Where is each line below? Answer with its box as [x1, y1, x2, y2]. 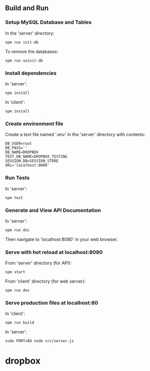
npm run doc [5, 227, 30, 232]
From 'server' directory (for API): [5, 260, 72, 266]
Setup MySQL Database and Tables [5, 19, 92, 26]
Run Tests [5, 174, 30, 181]
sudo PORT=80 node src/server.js [5, 339, 74, 344]
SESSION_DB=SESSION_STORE [5, 158, 58, 163]
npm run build [5, 320, 35, 325]
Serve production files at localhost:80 [5, 299, 99, 306]
